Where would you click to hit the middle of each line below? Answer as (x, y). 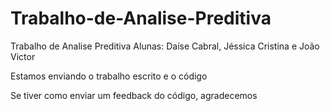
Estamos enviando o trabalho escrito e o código (109, 76)
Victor (23, 56)
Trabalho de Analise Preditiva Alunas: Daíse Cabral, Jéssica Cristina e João (165, 46)
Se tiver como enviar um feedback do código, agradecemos (134, 95)
